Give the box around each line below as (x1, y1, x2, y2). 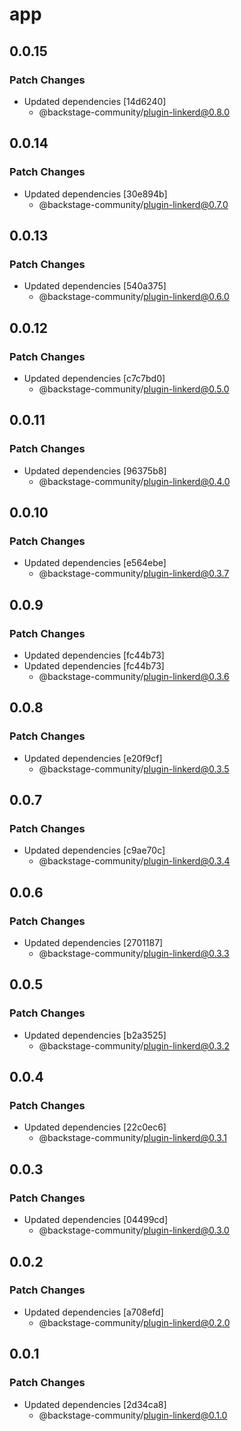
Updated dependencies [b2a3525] (23, 1029, 167, 1041)
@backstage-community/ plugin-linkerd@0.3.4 (38, 855, 231, 867)
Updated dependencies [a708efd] (23, 1306, 164, 1318)
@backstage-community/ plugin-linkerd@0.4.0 (38, 475, 231, 487)
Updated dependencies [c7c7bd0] (23, 372, 166, 384)
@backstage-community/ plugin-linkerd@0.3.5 (38, 763, 230, 775)
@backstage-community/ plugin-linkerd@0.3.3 (38, 948, 230, 960)
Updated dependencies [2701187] (23, 937, 164, 949)
